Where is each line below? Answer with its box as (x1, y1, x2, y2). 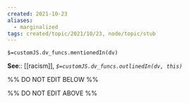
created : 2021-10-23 (7, 10, 68, 18)
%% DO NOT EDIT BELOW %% (7, 75, 99, 84)
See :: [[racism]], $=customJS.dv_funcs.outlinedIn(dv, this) (7, 61, 183, 71)
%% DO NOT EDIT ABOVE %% (7, 89, 97, 97)
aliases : (7, 17, 33, 24)
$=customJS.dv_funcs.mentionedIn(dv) (7, 49, 118, 56)
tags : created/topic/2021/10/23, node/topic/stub (7, 30, 157, 37)
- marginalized (13, 23, 59, 30)
